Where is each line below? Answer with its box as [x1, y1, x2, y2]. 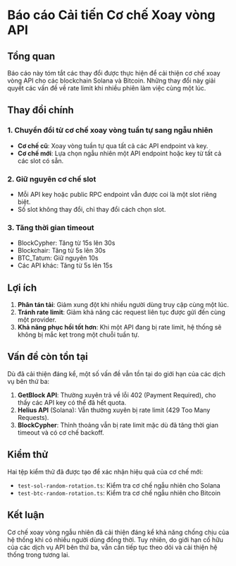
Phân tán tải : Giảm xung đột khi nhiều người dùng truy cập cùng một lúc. [17, 301, 229, 309]
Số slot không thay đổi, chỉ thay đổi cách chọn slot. [17, 205, 166, 213]
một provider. [17, 315, 57, 324]
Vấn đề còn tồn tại [7, 351, 88, 363]
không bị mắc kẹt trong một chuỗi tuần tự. [17, 330, 139, 339]
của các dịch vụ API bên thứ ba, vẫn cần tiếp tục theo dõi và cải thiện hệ [7, 543, 218, 551]
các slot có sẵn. [17, 156, 64, 165]
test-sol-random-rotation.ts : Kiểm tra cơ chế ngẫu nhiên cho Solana [17, 481, 221, 490]
